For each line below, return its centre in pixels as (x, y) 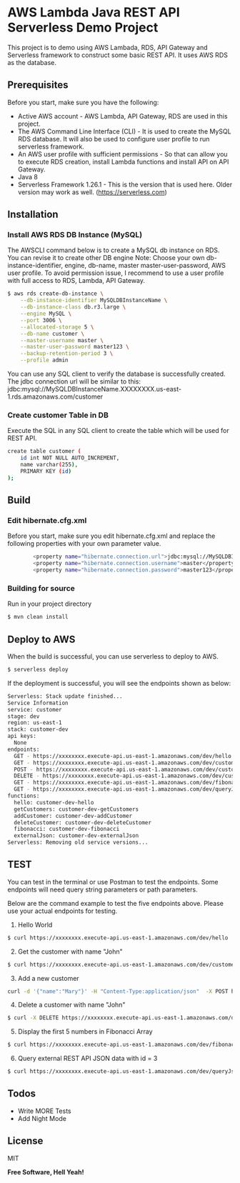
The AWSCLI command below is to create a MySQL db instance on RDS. (114, 250)
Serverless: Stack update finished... (65, 696)
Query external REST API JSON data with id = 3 (87, 1059)
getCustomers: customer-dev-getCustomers (76, 809)
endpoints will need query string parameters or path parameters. (102, 889)
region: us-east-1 (35, 723)
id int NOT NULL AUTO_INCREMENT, (70, 458)
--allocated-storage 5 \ (57, 327)
